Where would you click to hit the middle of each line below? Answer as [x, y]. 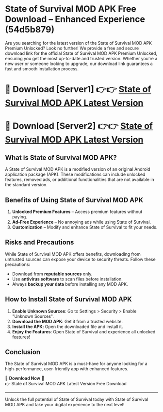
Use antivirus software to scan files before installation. [67, 279]
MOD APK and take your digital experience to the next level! [65, 405]
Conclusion [23, 352]
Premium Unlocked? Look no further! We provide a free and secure [72, 48]
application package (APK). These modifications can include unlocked [75, 174]
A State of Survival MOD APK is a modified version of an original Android [78, 169]
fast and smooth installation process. [42, 68]
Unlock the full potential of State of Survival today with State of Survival [77, 399]
